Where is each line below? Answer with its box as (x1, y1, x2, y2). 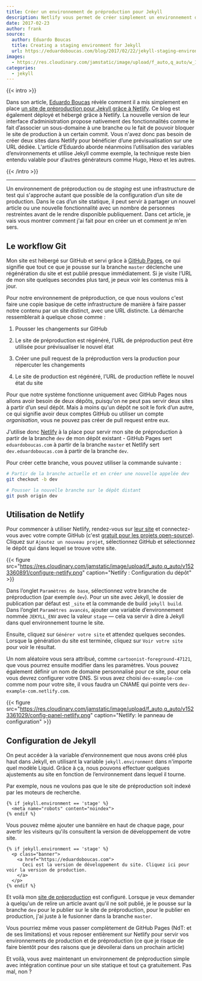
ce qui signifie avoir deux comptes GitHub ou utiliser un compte (6, 410, 164, 417)
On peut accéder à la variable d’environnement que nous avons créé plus (6, 752, 188, 759)
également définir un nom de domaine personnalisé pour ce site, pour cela (6, 668, 191, 675)
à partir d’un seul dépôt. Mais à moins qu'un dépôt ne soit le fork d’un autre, (6, 404, 194, 411)
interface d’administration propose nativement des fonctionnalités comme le (6, 118, 195, 125)
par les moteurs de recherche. (6, 789, 81, 796)
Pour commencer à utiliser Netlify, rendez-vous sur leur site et (6, 525, 161, 533)
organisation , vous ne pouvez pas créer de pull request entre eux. (6, 417, 170, 424)
